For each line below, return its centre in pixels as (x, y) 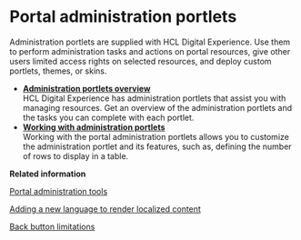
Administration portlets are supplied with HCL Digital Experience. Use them (150, 42)
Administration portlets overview (86, 88)
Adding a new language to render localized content (105, 209)
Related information (48, 174)
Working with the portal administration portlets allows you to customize (156, 136)
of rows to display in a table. (75, 155)
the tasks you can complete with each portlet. (108, 117)
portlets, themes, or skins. (58, 71)
